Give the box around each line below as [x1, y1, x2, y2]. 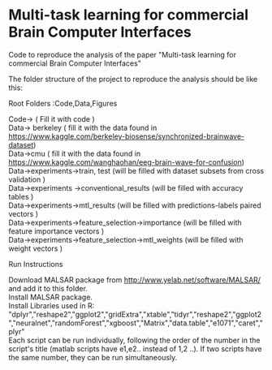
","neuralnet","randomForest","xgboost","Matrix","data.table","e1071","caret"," [8, 318, 264, 328]
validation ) [8, 174, 46, 184]
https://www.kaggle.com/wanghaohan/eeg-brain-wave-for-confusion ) [8, 157, 245, 167]
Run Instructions [8, 259, 63, 269]
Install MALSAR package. [8, 292, 93, 302]
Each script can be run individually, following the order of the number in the [8, 335, 261, 345]
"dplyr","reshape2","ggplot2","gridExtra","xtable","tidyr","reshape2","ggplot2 [8, 309, 262, 319]
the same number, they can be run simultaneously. [8, 352, 178, 362]
